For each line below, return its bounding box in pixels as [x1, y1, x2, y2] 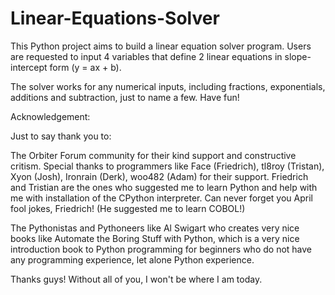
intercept [10, 61, 48, 73]
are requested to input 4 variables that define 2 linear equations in [10, 50, 283, 62]
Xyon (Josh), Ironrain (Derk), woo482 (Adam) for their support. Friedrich [10, 170, 309, 182]
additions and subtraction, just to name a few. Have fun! [10, 91, 240, 103]
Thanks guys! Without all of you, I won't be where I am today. [10, 273, 263, 285]
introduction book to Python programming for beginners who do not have [10, 243, 313, 255]
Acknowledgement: [10, 110, 91, 122]
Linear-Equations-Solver [10, 7, 220, 30]
